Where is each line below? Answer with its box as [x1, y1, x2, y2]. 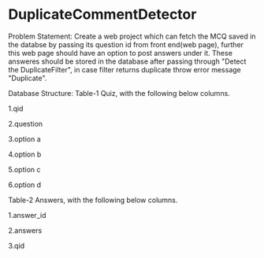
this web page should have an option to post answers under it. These [8, 48, 232, 57]
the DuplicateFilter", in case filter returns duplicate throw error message [8, 64, 242, 74]
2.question [8, 119, 43, 128]
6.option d [8, 179, 42, 190]
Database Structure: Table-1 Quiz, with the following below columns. [8, 88, 230, 98]
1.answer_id [8, 210, 46, 219]
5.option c [8, 164, 41, 174]
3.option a [8, 134, 41, 143]
